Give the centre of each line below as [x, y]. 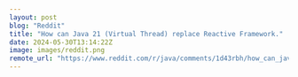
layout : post [33, 17]
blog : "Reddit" [37, 26]
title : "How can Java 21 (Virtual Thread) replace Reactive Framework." [146, 34]
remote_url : [31, 58]
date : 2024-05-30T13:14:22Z [61, 42]
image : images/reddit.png [57, 50]
